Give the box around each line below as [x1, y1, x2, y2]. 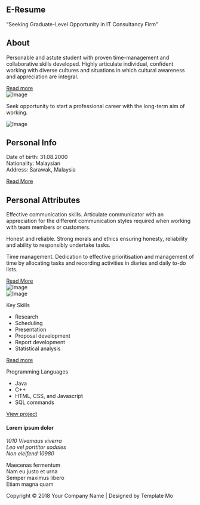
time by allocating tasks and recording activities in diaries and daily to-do [6, 259, 186, 267]
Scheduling [14, 320, 43, 327]
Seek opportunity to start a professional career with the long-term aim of [6, 102, 185, 109]
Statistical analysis [14, 345, 61, 352]
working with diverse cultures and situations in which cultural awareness [6, 66, 185, 74]
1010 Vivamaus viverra [6, 437, 62, 445]
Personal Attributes [6, 195, 81, 205]
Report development [14, 339, 66, 346]
